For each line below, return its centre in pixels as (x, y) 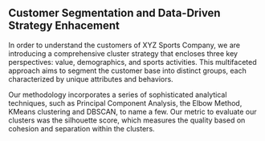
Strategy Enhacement (64, 26)
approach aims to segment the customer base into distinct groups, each (127, 70)
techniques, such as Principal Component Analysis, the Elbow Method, (125, 103)
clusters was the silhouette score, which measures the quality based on (127, 120)
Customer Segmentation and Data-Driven (114, 13)
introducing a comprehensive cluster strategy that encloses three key (123, 53)
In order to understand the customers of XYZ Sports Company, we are (124, 45)
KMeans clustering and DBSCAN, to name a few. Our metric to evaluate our (132, 111)
